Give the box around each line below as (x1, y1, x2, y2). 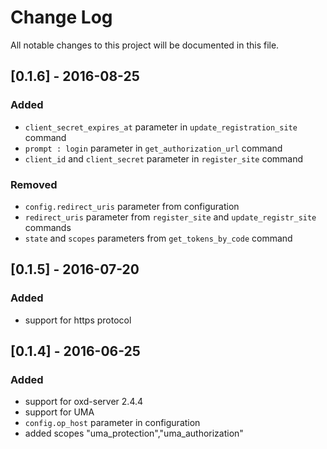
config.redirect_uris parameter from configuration (24, 200, 240, 212)
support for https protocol (24, 314, 132, 326)
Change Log (10, 6, 113, 29)
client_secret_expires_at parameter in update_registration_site (24, 121, 298, 133)
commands (24, 221, 72, 233)
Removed (10, 177, 58, 191)
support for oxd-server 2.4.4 (24, 396, 144, 408)
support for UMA (24, 406, 95, 418)
